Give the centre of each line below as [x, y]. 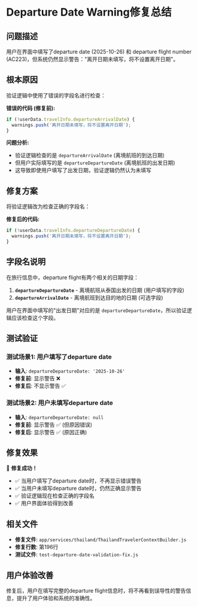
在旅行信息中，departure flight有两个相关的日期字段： [73, 277]
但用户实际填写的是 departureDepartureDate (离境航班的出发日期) [95, 163]
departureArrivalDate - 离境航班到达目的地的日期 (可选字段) [89, 297]
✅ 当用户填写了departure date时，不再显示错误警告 [78, 481]
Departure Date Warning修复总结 [89, 12]
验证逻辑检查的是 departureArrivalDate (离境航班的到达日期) [90, 155]
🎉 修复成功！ [22, 468]
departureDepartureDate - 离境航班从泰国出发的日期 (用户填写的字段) [99, 290]
